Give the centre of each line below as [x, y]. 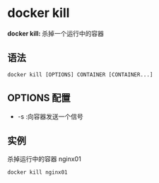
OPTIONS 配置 [39, 98]
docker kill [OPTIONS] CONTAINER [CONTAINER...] [80, 75]
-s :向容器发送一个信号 [50, 116]
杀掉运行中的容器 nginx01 [44, 159]
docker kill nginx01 [38, 172]
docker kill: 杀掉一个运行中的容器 [56, 33]
